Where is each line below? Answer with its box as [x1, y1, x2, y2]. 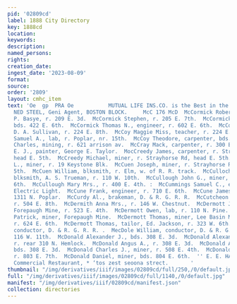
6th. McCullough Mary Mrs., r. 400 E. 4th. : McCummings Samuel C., [13, 181, 226, 188]
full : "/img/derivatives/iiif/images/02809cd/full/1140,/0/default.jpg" [7, 272, 226, 279]
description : [7, 43, 46, 50]
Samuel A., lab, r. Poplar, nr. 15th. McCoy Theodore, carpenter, [13, 135, 217, 142]
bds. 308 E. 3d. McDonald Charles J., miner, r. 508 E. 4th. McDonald [13, 246, 232, 254]
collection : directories [7, 286, 80, 293]
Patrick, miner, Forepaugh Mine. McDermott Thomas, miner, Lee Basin [13, 214, 226, 221]
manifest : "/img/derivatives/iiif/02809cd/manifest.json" [7, 279, 181, 286]
